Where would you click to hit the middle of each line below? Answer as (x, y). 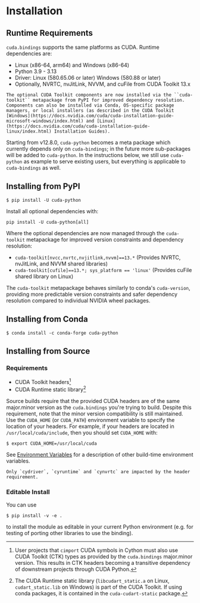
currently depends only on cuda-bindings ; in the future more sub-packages (99, 149)
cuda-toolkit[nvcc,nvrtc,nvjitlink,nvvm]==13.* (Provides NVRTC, (98, 257)
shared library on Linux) (44, 276)
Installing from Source (48, 352)
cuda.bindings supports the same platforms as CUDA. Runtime (83, 47)
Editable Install (28, 492)
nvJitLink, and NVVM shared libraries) (61, 264)
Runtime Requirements (50, 33)
